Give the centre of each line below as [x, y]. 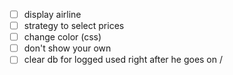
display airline [52, 14]
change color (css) [62, 37]
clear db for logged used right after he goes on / [123, 60]
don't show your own [67, 48]
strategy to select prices [74, 26]
